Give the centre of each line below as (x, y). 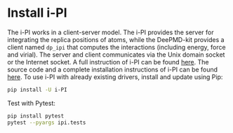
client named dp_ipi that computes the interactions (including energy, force (116, 47)
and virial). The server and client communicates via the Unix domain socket (116, 55)
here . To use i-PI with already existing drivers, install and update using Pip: (115, 77)
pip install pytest (36, 116)
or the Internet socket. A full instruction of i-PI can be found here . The (108, 62)
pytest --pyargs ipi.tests (47, 122)
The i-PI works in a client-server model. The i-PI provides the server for (111, 32)
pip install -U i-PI (38, 90)
